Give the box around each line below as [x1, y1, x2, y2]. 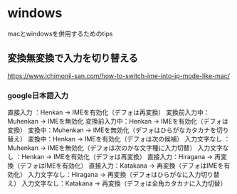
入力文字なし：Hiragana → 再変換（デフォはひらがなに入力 [27, 171, 201, 179]
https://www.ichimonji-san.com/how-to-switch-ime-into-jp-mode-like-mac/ [7, 71, 230, 80]
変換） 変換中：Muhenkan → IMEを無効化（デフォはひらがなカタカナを [7, 126, 217, 134]
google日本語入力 [7, 90, 69, 100]
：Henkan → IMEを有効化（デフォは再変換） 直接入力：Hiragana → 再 [15, 153, 221, 161]
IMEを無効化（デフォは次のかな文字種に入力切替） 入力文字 [47, 144, 223, 152]
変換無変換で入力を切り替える [7, 52, 139, 65]
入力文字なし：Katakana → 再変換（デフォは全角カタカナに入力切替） [21, 179, 227, 188]
